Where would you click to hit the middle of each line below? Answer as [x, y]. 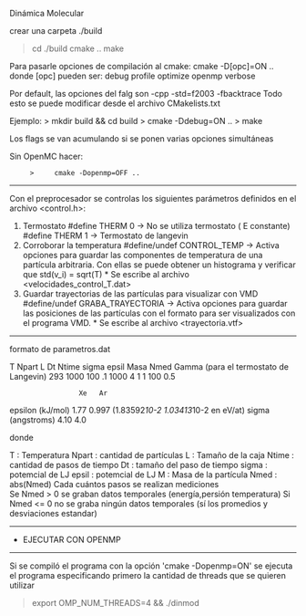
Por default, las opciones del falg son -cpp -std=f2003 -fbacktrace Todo [146, 94]
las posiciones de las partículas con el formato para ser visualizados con [159, 313]
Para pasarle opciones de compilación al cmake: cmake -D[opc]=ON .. [142, 66]
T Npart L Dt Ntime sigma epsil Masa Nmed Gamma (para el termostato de [149, 367]
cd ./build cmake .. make [78, 48]
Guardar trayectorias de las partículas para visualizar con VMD [140, 294]
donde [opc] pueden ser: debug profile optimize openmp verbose [133, 76]
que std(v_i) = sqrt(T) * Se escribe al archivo [106, 274]
